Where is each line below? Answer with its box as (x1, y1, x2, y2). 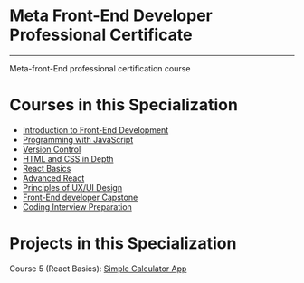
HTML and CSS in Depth (22, 153, 114, 164)
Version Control (22, 144, 81, 155)
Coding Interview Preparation (22, 201, 133, 212)
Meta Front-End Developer (9, 5, 213, 26)
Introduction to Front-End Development (22, 124, 169, 136)
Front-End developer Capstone (22, 192, 138, 203)
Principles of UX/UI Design (22, 182, 123, 193)
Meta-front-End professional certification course (9, 62, 191, 73)
